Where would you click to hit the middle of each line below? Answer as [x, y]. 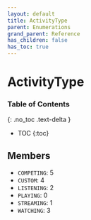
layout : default [31, 14]
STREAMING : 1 [35, 203]
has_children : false [38, 40]
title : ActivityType [38, 21]
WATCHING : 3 [34, 211]
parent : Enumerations [39, 27]
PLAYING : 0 [32, 195]
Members [29, 156]
